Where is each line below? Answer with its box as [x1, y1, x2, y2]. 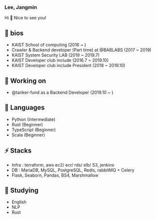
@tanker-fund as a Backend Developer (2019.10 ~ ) [11, 89, 113, 95]
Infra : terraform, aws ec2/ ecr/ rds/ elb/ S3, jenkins [11, 162, 114, 168]
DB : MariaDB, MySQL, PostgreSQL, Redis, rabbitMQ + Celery [11, 167, 135, 173]
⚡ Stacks [4, 147, 32, 155]
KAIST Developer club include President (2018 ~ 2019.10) [11, 63, 125, 68]
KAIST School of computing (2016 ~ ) [11, 42, 86, 48]
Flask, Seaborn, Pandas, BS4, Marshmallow [11, 172, 99, 178]
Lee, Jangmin [4, 4, 37, 11]
